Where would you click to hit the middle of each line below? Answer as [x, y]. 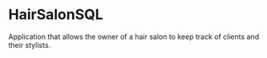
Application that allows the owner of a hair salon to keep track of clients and [133, 37]
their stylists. [29, 44]
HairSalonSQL [56, 15]
